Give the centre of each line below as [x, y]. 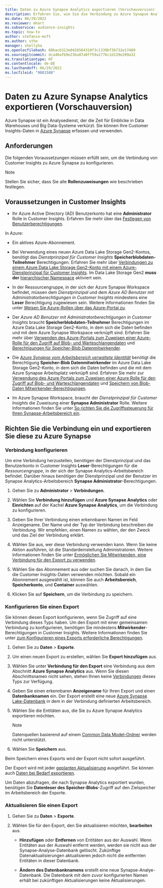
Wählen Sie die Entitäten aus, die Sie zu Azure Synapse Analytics [77, 710]
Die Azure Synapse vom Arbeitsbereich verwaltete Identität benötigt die [84, 357]
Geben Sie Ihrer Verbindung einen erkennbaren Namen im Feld [75, 520]
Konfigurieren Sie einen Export [42, 607]
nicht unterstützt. [29, 740]
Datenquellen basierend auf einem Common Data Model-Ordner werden [84, 735]
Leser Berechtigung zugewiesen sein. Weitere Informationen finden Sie [83, 303]
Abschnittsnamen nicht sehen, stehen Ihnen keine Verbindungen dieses [84, 677]
